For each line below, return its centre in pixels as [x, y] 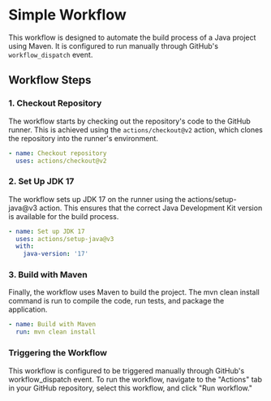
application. [28, 309]
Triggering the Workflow [58, 353]
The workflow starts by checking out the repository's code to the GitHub [130, 121]
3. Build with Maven [48, 275]
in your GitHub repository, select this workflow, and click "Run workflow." [131, 388]
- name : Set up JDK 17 [47, 231]
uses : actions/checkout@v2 [61, 161]
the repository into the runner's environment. [83, 138]
